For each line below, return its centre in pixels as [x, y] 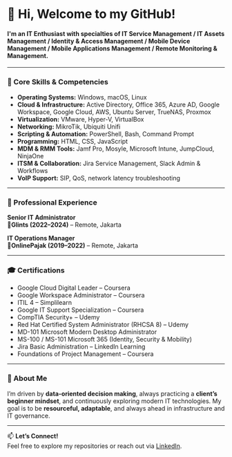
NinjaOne [30, 156]
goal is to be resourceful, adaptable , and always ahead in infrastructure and [116, 408]
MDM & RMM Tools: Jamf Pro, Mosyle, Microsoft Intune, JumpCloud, [116, 149]
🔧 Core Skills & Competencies [58, 82]
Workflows [32, 170]
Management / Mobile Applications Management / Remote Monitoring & [112, 48]
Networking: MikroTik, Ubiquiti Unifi [69, 127]
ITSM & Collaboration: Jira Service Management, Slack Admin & [109, 163]
